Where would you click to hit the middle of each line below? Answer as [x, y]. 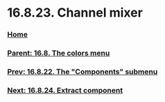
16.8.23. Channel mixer [75, 13]
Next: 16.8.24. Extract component [65, 90]
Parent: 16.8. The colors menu [59, 53]
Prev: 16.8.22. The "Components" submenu [82, 71]
